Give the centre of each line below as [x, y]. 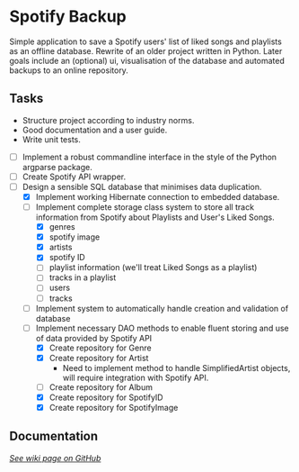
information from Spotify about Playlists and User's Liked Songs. [155, 217]
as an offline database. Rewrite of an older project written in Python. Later [146, 50]
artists [61, 247]
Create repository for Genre [100, 348]
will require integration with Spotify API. [136, 377]
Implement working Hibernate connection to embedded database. [158, 196]
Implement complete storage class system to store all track [145, 207]
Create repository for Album [101, 387]
